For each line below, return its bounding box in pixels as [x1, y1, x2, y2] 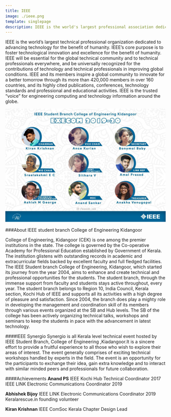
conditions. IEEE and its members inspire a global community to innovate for [5, 71, 165, 77]
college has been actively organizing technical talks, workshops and [5, 313, 149, 319]
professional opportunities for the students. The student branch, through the [5, 275, 165, 281]
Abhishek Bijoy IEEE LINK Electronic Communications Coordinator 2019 [5, 391, 156, 397]
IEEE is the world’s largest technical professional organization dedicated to [5, 39, 161, 45]
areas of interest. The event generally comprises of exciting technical [5, 349, 151, 356]
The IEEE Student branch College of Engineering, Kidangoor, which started [5, 264, 162, 270]
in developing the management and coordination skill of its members [5, 302, 149, 308]
